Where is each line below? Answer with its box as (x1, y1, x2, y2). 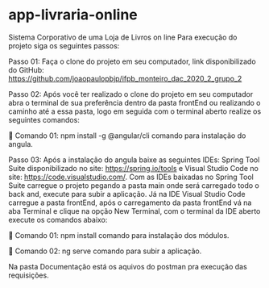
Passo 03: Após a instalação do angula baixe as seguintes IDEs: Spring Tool (8, 155, 260, 165)
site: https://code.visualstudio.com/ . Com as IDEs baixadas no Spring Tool (8, 172, 254, 182)
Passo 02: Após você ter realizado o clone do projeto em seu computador (8, 89, 254, 98)
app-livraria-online (8, 6, 139, 24)
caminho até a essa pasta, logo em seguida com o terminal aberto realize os (8, 106, 262, 116)
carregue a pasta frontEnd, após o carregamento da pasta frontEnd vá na (8, 198, 252, 207)
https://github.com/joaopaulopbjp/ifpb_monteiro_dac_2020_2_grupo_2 (8, 73, 242, 83)
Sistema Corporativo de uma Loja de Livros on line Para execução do (8, 32, 238, 42)
